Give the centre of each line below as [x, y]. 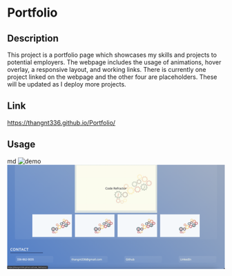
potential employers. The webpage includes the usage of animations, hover [114, 62]
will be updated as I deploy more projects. [67, 84]
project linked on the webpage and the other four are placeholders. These [112, 77]
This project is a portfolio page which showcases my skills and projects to [112, 55]
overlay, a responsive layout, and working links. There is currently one [107, 70]
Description [33, 38]
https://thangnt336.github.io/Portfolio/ [61, 122]
